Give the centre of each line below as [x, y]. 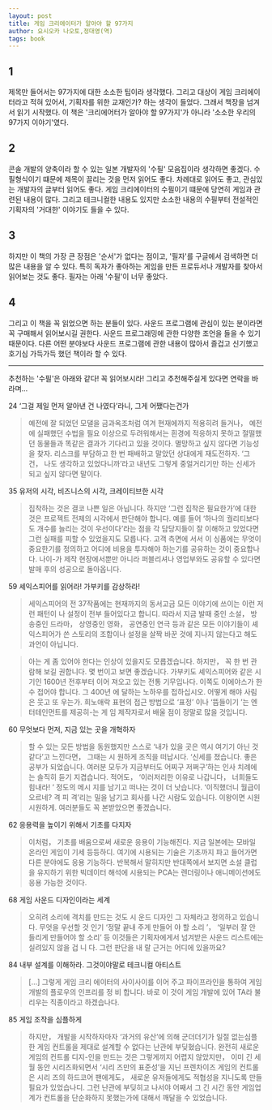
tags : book [27, 39]
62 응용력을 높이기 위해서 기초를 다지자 [70, 824]
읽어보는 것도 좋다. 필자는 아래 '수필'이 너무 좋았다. [88, 276]
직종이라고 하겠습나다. [85, 1002]
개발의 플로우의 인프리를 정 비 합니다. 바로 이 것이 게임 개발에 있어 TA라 [140, 992]
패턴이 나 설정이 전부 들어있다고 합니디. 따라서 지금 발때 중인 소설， [143, 613]
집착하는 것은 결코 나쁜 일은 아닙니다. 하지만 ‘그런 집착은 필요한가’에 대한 [142, 508]
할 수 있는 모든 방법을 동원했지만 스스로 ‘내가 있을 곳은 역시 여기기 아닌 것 [143, 746]
